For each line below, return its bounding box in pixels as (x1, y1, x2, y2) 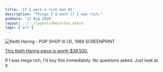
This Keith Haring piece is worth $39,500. (5, 48, 88, 54)
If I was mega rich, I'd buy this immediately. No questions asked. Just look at (5, 57, 158, 63)
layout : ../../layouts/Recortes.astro (5, 20, 83, 26)
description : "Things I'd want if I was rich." (5, 12, 103, 17)
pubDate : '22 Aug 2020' (5, 16, 53, 21)
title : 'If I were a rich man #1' (5, 7, 75, 12)
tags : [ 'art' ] (5, 25, 34, 30)
